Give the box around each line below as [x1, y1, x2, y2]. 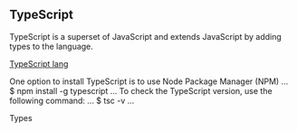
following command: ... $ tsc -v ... [9, 95, 135, 106]
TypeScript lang [9, 58, 69, 69]
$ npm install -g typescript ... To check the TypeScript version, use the [9, 85, 273, 96]
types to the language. [9, 41, 93, 52]
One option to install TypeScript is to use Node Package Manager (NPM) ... [9, 76, 289, 87]
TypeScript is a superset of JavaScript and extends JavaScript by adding [9, 31, 283, 42]
